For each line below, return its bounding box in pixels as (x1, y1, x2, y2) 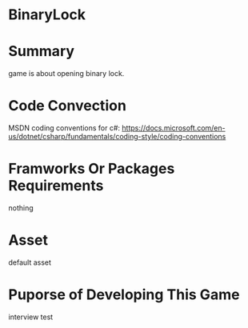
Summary (8, 42, 74, 61)
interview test (8, 312, 54, 322)
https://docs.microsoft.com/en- (122, 123, 226, 133)
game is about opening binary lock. (8, 69, 125, 78)
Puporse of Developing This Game (8, 286, 240, 304)
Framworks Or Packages (8, 160, 175, 178)
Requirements (8, 177, 104, 195)
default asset (8, 258, 52, 267)
